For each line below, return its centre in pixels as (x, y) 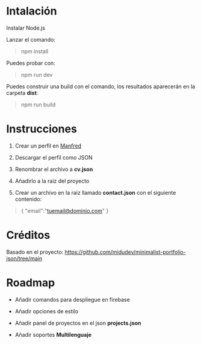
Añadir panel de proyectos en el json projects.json (78, 323)
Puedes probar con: (31, 63)
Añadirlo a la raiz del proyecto (52, 181)
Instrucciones (42, 129)
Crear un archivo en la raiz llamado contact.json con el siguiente (95, 192)
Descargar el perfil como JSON (54, 157)
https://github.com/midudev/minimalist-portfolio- (125, 252)
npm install (35, 51)
